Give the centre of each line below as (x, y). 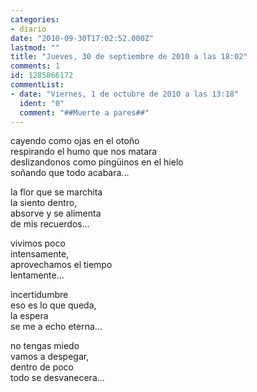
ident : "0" (42, 103)
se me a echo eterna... (56, 327)
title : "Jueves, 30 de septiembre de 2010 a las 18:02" (129, 57)
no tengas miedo (45, 346)
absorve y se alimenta (56, 213)
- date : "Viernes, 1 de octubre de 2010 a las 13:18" (125, 94)
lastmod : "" (35, 47)
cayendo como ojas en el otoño (75, 141)
